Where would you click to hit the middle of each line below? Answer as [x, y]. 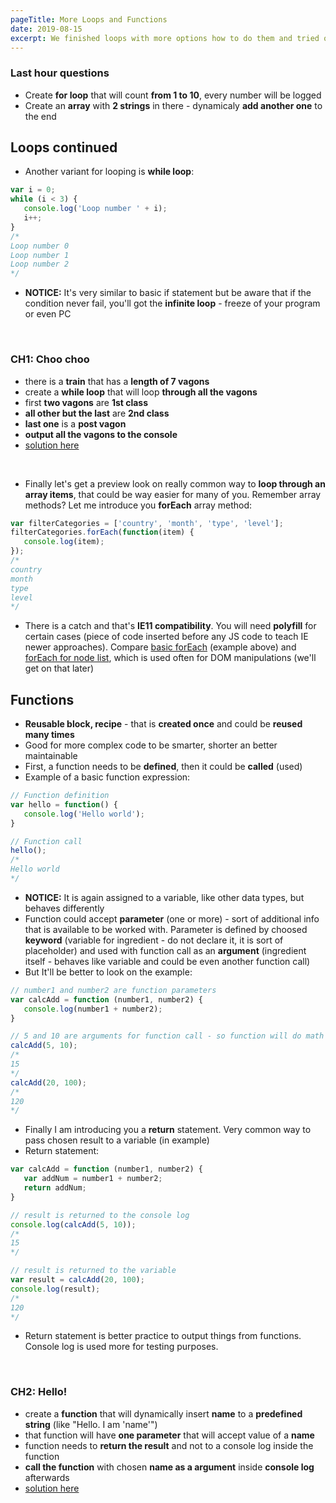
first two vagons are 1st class [86, 402]
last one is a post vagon [75, 423]
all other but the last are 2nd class [97, 413]
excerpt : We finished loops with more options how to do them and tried [165, 38]
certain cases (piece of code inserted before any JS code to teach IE [166, 637]
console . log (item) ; [64, 542]
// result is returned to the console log [100, 1215]
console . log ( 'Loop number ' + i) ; [95, 209]
